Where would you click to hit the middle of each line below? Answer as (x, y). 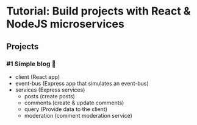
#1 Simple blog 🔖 (31, 64)
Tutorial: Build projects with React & (99, 11)
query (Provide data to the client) (66, 109)
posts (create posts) (49, 96)
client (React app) (38, 76)
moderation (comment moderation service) (78, 115)
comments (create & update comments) (74, 103)
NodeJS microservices (66, 24)
